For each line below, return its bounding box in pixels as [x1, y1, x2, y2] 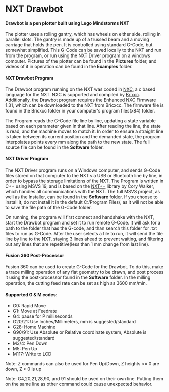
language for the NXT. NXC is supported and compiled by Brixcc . [5, 91, 140, 97]
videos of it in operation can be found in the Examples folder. [5, 64, 133, 70]
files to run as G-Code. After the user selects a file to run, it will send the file [5, 230, 163, 236]
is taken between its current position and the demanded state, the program [5, 133, 161, 139]
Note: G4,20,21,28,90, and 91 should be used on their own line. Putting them [5, 376, 164, 382]
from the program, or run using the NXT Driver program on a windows [5, 52, 150, 59]
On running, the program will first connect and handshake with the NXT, [5, 214, 155, 220]
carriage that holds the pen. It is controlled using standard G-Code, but [5, 42, 153, 48]
